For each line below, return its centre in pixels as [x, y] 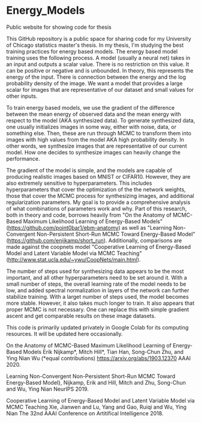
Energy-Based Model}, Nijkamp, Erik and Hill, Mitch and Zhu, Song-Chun [96, 382]
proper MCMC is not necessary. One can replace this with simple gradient [97, 309]
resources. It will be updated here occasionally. [64, 334]
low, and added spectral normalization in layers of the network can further [98, 290]
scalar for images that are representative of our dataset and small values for [100, 89]
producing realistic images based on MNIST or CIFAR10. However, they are [98, 176]
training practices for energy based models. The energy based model [92, 51]
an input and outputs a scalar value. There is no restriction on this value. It [98, 64]
